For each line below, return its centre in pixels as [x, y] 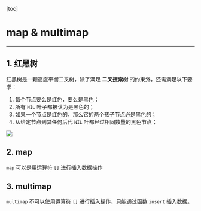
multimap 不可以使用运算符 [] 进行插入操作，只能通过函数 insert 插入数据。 [100, 201]
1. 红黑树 [22, 64]
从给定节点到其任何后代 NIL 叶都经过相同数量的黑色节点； [86, 121]
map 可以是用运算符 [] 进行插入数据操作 [54, 167]
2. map [19, 152]
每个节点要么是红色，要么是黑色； [57, 99]
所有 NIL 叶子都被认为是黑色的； [54, 106]
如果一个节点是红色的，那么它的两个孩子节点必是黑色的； [86, 114]
